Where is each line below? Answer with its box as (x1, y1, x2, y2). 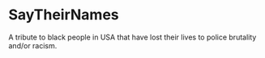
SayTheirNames (8, 6, 119, 24)
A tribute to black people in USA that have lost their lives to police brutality (8, 32, 257, 42)
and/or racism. (8, 40, 58, 50)
